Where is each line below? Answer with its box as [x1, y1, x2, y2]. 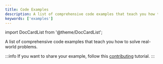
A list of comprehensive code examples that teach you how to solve [5, 39, 141, 45]
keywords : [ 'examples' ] [5, 16, 53, 21]
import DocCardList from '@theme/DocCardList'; [5, 30, 103, 35]
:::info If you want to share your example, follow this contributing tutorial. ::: [5, 53, 155, 59]
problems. [17, 44, 38, 50]
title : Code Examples [5, 7, 49, 12]
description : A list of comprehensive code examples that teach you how [5, 12, 155, 16]
